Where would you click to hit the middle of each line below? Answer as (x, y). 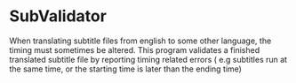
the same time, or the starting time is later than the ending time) (126, 69)
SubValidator (58, 16)
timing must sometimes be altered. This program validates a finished (135, 49)
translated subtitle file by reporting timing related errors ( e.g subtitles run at (148, 59)
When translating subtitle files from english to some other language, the (140, 41)
